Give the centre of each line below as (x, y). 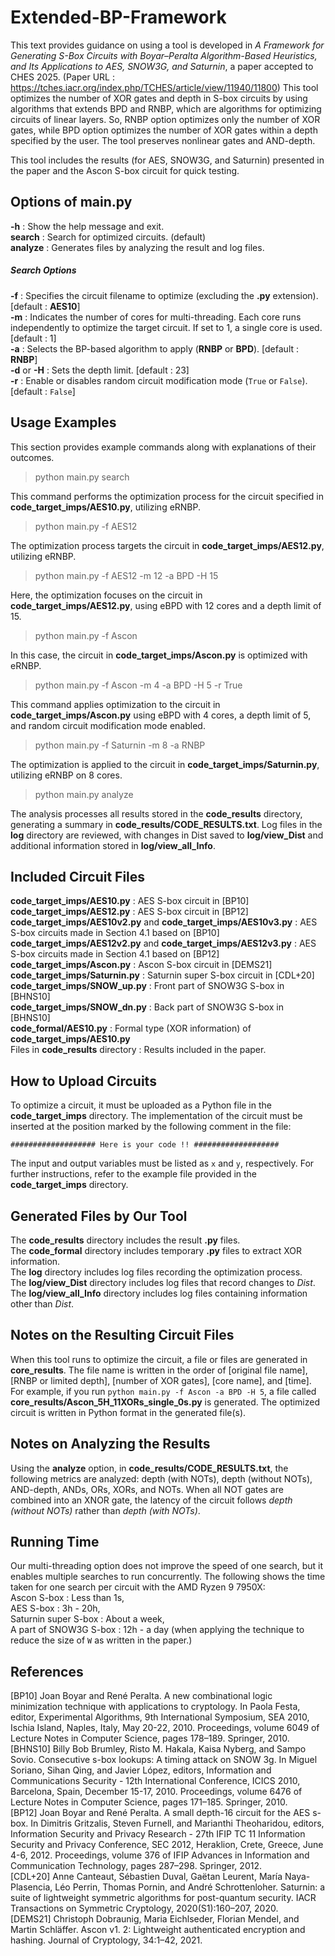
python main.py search (82, 477)
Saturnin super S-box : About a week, (87, 1619)
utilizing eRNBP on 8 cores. (66, 775)
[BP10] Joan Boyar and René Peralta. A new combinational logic (141, 1696)
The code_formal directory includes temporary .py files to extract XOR (156, 1250)
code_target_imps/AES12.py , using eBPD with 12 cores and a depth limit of (166, 605)
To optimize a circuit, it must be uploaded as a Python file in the (141, 1105)
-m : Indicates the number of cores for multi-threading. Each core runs (156, 317)
